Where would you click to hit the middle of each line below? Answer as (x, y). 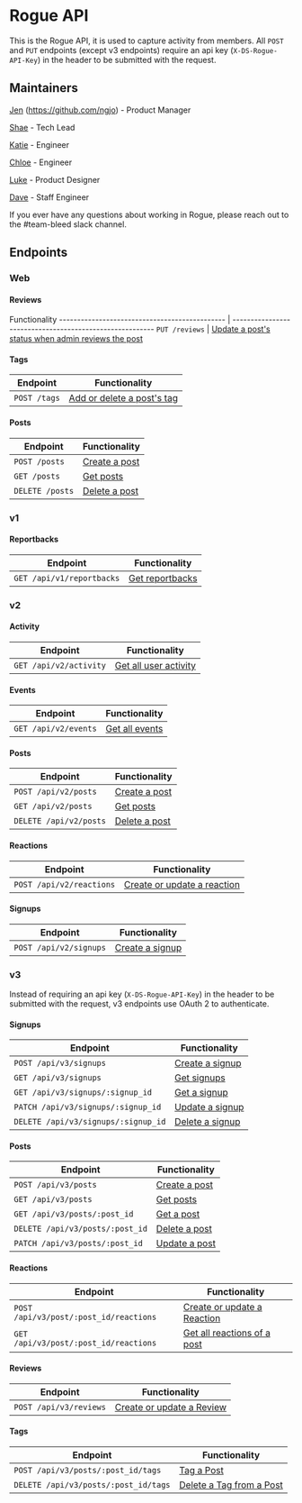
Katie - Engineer (40, 144)
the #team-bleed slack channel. (68, 224)
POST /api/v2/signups (60, 947)
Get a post (178, 1215)
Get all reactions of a (227, 1333)
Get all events (134, 729)
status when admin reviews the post (76, 339)
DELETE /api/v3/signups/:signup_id (90, 1122)
